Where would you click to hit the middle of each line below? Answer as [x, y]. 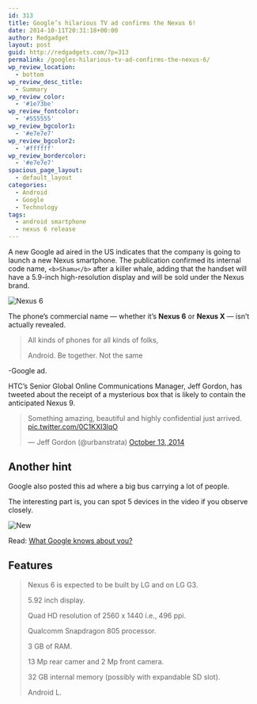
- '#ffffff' [35, 148]
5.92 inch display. [56, 600]
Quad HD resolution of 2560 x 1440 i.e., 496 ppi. [107, 615]
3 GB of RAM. [50, 646]
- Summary [31, 89]
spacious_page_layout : [45, 170]
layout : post [30, 45]
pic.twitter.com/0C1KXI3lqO [73, 427]
